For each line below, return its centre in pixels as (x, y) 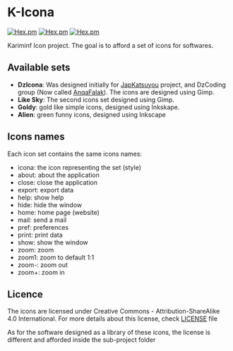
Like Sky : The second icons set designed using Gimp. (96, 99)
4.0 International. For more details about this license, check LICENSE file (112, 319)
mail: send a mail (42, 220)
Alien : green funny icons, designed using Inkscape (91, 114)
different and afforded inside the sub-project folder (82, 340)
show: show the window (53, 242)
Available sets (39, 68)
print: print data (40, 235)
